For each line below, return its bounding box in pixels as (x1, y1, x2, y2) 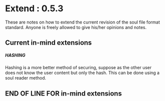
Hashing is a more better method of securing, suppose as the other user (5, 65, 152, 71)
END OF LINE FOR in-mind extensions (5, 89, 122, 98)
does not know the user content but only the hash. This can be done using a (5, 70, 160, 76)
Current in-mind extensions (5, 39, 92, 47)
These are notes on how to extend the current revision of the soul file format (5, 19, 160, 25)
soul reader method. (5, 75, 46, 81)
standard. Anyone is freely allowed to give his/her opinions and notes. (5, 24, 147, 30)
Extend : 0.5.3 (5, 3, 64, 14)
